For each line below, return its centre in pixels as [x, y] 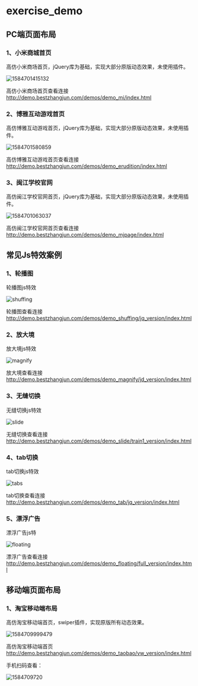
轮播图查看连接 [24, 312]
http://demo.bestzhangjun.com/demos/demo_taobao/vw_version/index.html [99, 653]
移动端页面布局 [33, 590]
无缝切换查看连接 [27, 434]
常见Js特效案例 [34, 255]
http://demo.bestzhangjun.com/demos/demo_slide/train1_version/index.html [99, 441]
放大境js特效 [21, 349]
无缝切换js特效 [24, 410]
